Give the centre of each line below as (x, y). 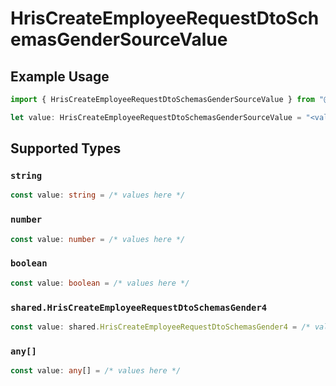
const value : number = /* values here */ (98, 239)
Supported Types (66, 148)
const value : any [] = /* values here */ (96, 371)
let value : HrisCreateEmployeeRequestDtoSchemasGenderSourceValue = (156, 117)
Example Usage (60, 76)
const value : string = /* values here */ (98, 195)
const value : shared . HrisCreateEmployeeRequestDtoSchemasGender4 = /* (160, 327)
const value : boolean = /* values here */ (100, 283)
